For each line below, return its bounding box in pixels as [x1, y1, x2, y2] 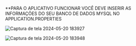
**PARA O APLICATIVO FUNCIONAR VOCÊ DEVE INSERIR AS [5, 5, 132, 11]
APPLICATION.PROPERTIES [5, 16, 62, 21]
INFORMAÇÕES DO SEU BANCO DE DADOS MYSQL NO [5, 10, 120, 16]
